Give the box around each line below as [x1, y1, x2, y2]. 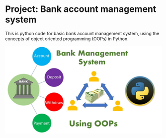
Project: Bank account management [5, 3, 157, 15]
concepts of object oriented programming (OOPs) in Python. [5, 36, 129, 42]
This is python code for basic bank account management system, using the [5, 30, 160, 36]
